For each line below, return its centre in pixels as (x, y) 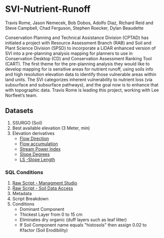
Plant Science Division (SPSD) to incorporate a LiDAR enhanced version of (81, 48)
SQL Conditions (24, 172)
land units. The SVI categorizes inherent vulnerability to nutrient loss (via (79, 79)
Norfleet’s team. (21, 95)
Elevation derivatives (33, 133)
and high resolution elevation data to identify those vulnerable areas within (81, 74)
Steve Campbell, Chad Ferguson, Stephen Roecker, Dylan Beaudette (74, 28)
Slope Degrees (35, 154)
